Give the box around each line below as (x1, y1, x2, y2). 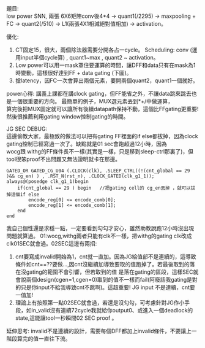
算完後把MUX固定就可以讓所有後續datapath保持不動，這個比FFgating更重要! (6, 106, 199, 112)
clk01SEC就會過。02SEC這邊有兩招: (6, 240, 97, 247)
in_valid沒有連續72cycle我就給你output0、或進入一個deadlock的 (31, 307, 193, 314)
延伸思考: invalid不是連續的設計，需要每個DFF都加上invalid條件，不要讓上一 (6, 327, 197, 334)
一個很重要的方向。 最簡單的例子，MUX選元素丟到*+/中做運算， (11, 98, 173, 105)
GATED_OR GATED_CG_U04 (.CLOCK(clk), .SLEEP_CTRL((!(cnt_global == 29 (6, 168, 190, 174)
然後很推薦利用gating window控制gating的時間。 (6, 113, 129, 120)
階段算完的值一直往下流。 (6, 335, 71, 342)
